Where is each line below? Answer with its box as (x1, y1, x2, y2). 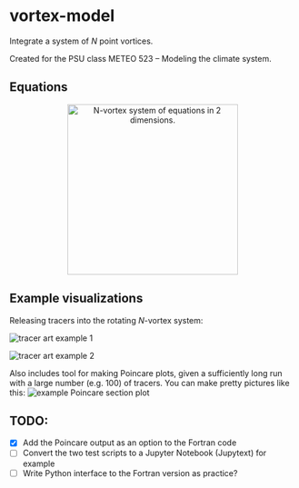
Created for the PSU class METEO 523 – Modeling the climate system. (9, 53, 272, 64)
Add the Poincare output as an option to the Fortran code (22, 437, 237, 448)
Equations (9, 79, 68, 95)
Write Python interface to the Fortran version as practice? (22, 467, 238, 478)
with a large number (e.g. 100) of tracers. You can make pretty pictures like (9, 377, 290, 388)
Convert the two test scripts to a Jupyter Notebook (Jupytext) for (22, 447, 267, 459)
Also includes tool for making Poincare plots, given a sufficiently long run (9, 367, 283, 378)
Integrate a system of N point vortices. (9, 35, 154, 46)
